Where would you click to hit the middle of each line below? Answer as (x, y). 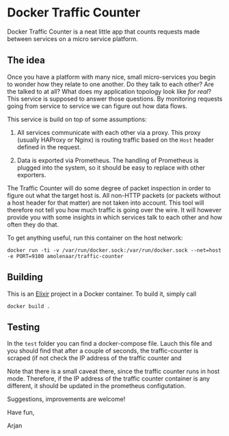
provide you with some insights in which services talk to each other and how (115, 217)
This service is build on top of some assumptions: (77, 119)
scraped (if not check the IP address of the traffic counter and (94, 358)
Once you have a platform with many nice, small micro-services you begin (111, 77)
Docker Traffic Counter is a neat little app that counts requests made (104, 31)
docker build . (29, 306)
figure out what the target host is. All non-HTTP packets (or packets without (114, 195)
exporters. (31, 175)
